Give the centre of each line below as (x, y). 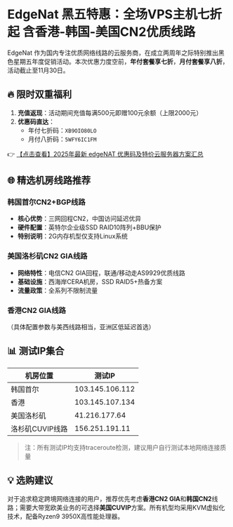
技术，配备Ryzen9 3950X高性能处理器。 (66, 516)
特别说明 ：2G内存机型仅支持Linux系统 (73, 236)
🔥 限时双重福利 (40, 94)
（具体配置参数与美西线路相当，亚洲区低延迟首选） (81, 327)
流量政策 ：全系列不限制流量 (58, 290)
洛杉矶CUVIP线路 (39, 429)
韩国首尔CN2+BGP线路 (46, 202)
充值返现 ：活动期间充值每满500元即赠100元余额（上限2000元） (110, 112)
